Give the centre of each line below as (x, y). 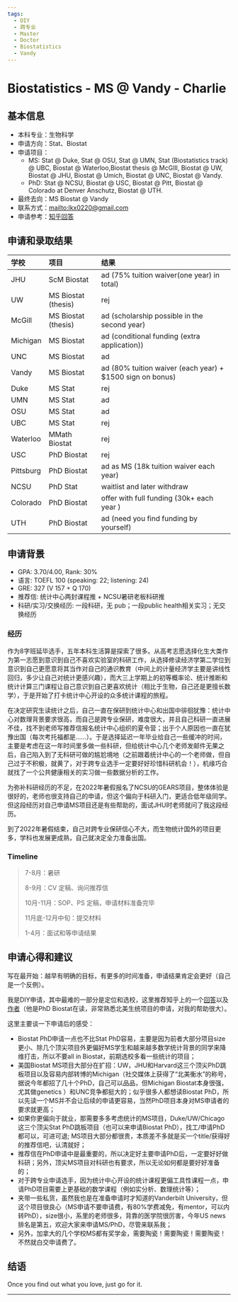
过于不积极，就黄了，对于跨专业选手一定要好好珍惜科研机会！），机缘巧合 (120, 763)
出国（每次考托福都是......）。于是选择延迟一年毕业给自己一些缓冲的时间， (120, 736)
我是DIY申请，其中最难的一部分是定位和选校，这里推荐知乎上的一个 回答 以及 (118, 1000)
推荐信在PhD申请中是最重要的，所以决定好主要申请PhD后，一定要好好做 (123, 1153)
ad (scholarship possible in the (152, 316)
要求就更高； (36, 1109)
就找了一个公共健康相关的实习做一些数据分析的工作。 (85, 772)
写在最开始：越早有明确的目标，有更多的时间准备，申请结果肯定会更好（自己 (119, 976)
